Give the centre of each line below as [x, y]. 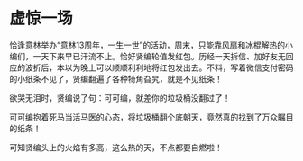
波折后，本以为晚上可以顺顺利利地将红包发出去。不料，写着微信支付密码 [159, 67]
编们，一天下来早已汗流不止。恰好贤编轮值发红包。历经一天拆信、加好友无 [147, 56]
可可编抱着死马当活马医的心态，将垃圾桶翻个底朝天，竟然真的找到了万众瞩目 [151, 117]
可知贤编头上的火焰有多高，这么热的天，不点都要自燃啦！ [116, 147]
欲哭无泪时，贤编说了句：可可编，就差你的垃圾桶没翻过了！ [120, 98]
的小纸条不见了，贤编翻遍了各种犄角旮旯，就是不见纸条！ [116, 78]
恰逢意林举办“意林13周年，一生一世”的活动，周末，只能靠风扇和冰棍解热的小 [151, 45]
